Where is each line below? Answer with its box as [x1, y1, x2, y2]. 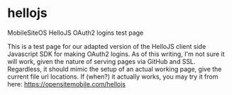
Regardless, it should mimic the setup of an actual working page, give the [7, 65, 222, 73]
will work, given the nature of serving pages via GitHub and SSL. [7, 57, 196, 65]
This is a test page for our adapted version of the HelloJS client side [7, 42, 206, 50]
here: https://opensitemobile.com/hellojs [7, 79, 126, 88]
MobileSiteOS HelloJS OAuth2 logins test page [7, 28, 144, 37]
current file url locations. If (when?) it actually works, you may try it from [7, 72, 219, 81]
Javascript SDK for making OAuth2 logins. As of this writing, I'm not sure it [7, 50, 225, 58]
